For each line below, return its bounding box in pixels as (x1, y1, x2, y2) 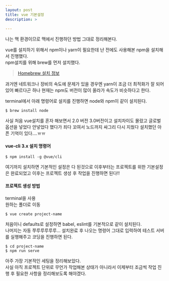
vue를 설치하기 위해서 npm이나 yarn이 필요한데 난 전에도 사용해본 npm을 (5, 47, 150, 53)
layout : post (5, 7, 33, 13)
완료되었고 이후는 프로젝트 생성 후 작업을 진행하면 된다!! (10, 170, 120, 176)
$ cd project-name (5, 244, 44, 249)
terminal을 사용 (5, 195, 36, 201)
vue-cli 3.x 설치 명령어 (5, 143, 51, 149)
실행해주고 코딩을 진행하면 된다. (10, 233, 73, 239)
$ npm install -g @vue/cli (5, 154, 62, 159)
